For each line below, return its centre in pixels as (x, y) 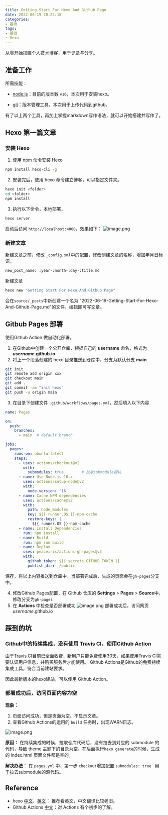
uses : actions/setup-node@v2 (54, 482)
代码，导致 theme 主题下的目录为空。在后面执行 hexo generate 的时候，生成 (82, 749)
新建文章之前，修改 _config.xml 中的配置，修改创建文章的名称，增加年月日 (82, 255)
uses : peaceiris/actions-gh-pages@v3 (62, 552)
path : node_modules (48, 510)
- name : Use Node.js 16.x (45, 477)
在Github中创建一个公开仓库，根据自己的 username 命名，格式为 (79, 348)
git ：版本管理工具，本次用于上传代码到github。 (61, 105)
